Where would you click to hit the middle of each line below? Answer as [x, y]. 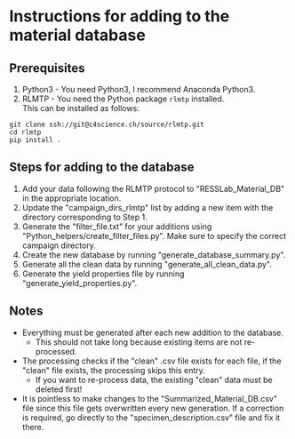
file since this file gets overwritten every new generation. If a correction [153, 408]
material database [78, 35]
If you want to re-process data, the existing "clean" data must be [154, 379]
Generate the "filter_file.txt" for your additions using [117, 226]
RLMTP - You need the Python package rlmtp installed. [123, 99]
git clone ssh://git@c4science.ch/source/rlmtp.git [107, 124]
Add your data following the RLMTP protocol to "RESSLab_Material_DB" [153, 188]
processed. [56, 351]
